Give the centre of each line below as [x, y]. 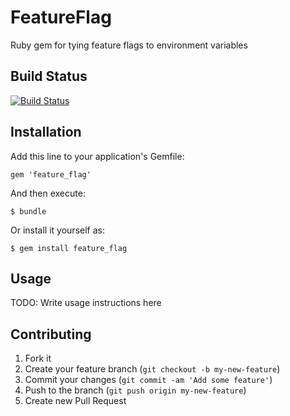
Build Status [49, 76]
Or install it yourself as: [57, 230]
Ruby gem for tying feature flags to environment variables [129, 45]
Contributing [51, 334]
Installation [46, 132]
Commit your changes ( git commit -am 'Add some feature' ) [148, 380]
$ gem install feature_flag [69, 248]
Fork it [38, 358]
